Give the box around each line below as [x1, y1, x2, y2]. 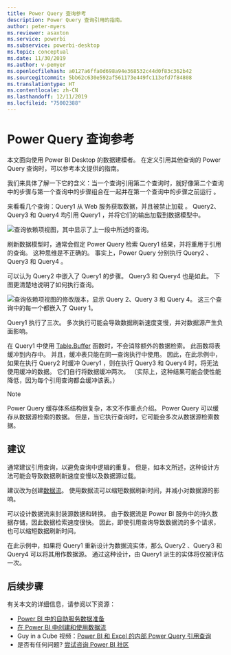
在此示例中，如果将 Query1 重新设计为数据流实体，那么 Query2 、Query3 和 [7, 541, 223, 550]
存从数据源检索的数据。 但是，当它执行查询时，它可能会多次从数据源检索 [7, 413, 214, 421]
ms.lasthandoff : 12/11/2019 [7, 94, 88, 101]
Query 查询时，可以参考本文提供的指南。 [7, 164, 123, 172]
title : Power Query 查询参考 [7, 10, 87, 17]
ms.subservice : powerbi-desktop [7, 42, 100, 49]
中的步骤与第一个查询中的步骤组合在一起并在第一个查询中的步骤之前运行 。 [7, 187, 220, 196]
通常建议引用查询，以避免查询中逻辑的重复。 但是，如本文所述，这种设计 [7, 463, 214, 471]
